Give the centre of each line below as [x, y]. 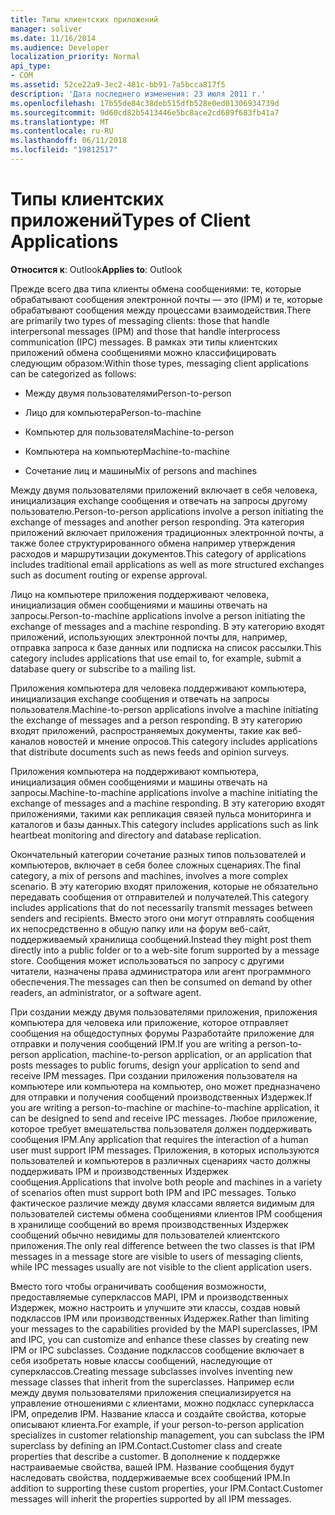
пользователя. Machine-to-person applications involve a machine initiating [164, 709]
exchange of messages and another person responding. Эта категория [157, 522]
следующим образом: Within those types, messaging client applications [159, 363]
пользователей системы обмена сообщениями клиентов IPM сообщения [166, 1213]
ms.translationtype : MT [60, 122]
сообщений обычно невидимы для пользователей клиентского [145, 1235]
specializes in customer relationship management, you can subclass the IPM [167, 1435]
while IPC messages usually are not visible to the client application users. [161, 1267]
